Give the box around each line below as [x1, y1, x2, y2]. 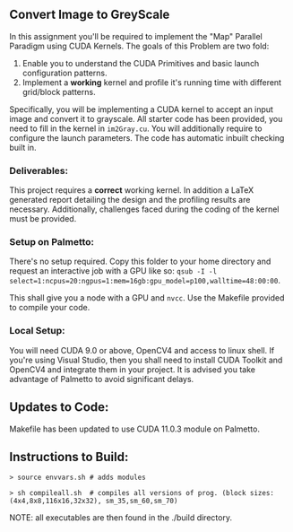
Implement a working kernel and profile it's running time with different [22, 76, 282, 88]
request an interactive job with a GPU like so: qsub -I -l [9, 266, 218, 276]
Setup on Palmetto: [9, 236, 95, 249]
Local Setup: [9, 325, 65, 337]
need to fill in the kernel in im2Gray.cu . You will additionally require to [9, 123, 263, 134]
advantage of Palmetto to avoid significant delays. [9, 373, 194, 384]
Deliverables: [9, 164, 69, 177]
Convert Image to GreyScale [9, 7, 170, 22]
